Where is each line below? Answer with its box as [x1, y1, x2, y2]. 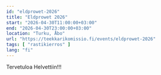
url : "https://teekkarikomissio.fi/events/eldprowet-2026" [6, 36, 156, 42]
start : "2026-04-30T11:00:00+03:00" [6, 19, 97, 25]
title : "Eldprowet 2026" [6, 14, 68, 20]
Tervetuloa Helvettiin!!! [6, 63, 62, 70]
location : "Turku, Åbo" [6, 31, 66, 37]
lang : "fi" [6, 47, 33, 53]
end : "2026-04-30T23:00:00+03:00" [6, 25, 92, 31]
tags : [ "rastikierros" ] [6, 42, 70, 48]
